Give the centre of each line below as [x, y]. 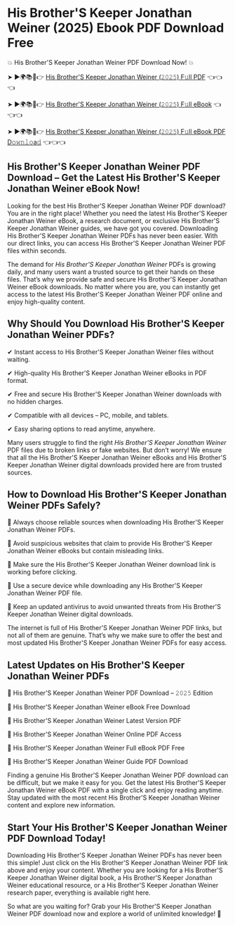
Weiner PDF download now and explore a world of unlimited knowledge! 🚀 [114, 914]
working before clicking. [42, 572]
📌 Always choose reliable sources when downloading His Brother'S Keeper [115, 522]
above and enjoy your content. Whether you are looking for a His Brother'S [115, 870]
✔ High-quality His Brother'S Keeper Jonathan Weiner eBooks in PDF [107, 373]
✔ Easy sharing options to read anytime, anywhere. [81, 429]
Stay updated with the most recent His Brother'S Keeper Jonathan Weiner [114, 798]
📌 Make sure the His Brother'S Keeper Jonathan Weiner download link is [112, 565]
